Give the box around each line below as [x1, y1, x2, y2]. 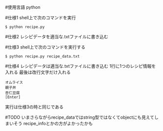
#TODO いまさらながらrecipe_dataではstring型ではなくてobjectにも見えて [5, 114, 155, 120]
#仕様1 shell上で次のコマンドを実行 [5, 15, 76, 21]
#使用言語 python [5, 4, 41, 10]
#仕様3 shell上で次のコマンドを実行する [5, 44, 86, 50]
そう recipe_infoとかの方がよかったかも [13, 121, 93, 126]
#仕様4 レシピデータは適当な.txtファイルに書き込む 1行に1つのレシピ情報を [5, 63, 156, 69]
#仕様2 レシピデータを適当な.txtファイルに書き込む [5, 34, 109, 39]
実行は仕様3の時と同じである [5, 104, 64, 109]
